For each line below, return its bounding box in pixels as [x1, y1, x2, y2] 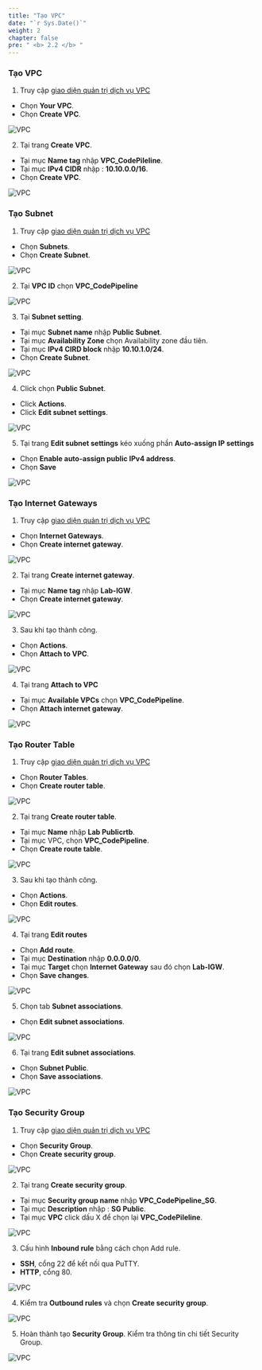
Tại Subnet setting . [19, 311, 83, 321]
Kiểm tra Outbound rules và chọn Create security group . [19, 1298, 209, 1307]
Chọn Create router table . [19, 781, 106, 791]
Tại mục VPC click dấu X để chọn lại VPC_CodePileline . [19, 1212, 203, 1222]
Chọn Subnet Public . [19, 1063, 89, 1073]
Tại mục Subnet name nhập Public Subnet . [19, 327, 163, 337]
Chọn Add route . [19, 945, 75, 955]
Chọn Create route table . [19, 844, 103, 854]
